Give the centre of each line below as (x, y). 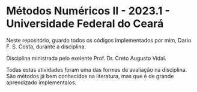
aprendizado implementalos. (41, 82)
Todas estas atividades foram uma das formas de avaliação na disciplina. (97, 69)
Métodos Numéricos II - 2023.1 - (88, 11)
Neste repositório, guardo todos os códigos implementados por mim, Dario (99, 40)
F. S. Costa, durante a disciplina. (46, 47)
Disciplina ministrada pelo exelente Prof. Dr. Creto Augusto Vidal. (86, 58)
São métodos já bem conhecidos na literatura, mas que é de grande (90, 76)
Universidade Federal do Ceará (85, 24)
